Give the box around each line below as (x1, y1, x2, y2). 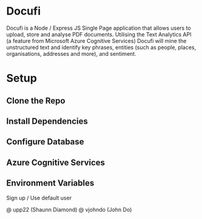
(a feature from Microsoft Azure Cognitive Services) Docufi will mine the (6, 37, 187, 44)
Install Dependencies (6, 116, 88, 126)
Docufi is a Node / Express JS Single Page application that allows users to (6, 24, 191, 32)
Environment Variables (6, 178, 95, 189)
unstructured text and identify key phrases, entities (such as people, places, (6, 44, 196, 51)
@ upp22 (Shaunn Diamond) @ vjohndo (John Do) (6, 206, 132, 213)
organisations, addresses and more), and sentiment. (6, 50, 136, 57)
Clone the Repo (6, 95, 66, 106)
